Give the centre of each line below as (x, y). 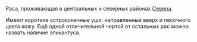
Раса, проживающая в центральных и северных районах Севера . (89, 9)
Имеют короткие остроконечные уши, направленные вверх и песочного (98, 20)
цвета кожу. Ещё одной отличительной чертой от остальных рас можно (97, 26)
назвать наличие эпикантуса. (43, 33)
